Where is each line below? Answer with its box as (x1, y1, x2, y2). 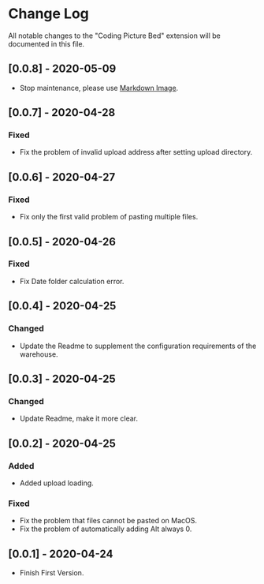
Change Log (8, 5, 89, 23)
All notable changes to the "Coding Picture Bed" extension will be (8, 31, 221, 40)
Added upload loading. (19, 478, 95, 488)
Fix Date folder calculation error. (19, 276, 125, 286)
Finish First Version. (19, 567, 84, 577)
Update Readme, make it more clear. (19, 414, 138, 423)
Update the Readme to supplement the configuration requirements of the (19, 341, 257, 350)
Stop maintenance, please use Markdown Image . (19, 83, 179, 92)
